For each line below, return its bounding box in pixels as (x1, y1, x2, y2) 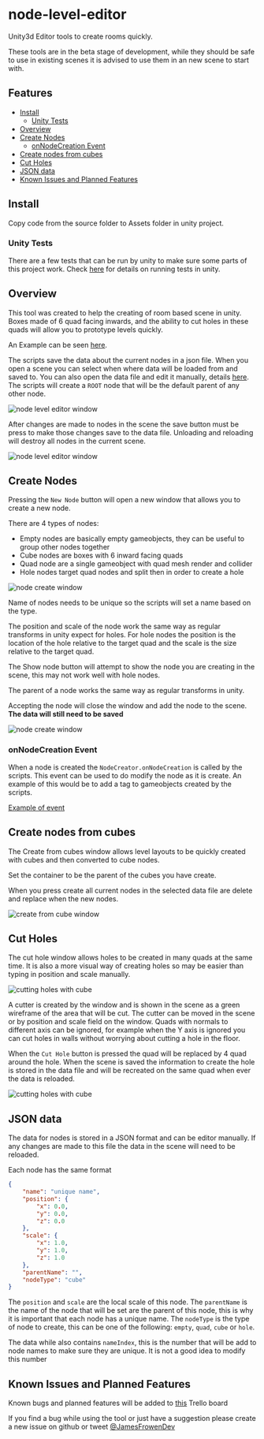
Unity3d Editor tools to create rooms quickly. (8, 32, 153, 41)
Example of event (8, 803, 65, 812)
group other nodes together (19, 542, 110, 552)
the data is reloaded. (8, 1074, 75, 1083)
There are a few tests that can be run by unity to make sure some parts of (8, 255, 247, 265)
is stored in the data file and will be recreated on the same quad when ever (8, 1066, 251, 1076)
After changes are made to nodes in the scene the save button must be (8, 419, 239, 429)
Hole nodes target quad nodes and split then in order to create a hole (19, 568, 244, 577)
